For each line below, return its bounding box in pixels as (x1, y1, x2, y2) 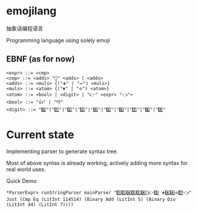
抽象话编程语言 (6, 25, 43, 32)
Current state (6, 127, 74, 141)
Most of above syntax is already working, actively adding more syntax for (6, 159, 188, 166)
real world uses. (6, 166, 46, 173)
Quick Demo (6, 177, 37, 184)
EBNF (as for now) (6, 54, 75, 64)
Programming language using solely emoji (6, 36, 110, 44)
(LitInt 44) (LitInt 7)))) (6, 202, 74, 208)
